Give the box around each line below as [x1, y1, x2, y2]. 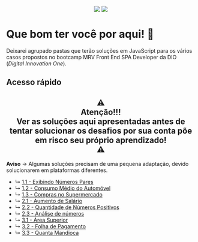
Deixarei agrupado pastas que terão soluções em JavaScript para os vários [6, 47, 193, 54]
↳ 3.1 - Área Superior [14, 216, 68, 224]
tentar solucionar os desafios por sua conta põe [9, 126, 193, 136]
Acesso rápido [6, 77, 62, 87]
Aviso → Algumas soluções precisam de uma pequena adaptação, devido [6, 161, 189, 168]
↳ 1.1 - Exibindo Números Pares [14, 179, 94, 186]
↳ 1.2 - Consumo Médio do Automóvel [14, 184, 111, 192]
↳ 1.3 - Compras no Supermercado [14, 191, 103, 198]
